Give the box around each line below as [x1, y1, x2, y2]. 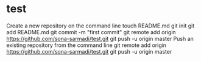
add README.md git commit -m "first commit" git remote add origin [6, 28, 176, 35]
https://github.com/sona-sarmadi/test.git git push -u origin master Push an [6, 35, 194, 42]
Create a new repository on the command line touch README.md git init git [6, 22, 195, 29]
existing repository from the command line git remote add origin [6, 41, 166, 49]
